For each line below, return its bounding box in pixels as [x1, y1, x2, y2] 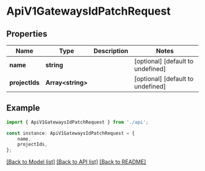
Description [93, 47, 129, 55]
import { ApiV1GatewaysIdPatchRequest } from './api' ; [6, 119, 149, 125]
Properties [6, 29, 48, 39]
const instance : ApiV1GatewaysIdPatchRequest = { [6, 130, 135, 136]
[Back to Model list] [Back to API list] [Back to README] [6, 158, 146, 166]
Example [6, 103, 40, 114]
